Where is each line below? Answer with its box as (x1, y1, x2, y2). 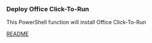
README (6, 30, 29, 38)
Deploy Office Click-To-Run (6, 5, 90, 13)
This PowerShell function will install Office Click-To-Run (6, 19, 147, 26)
